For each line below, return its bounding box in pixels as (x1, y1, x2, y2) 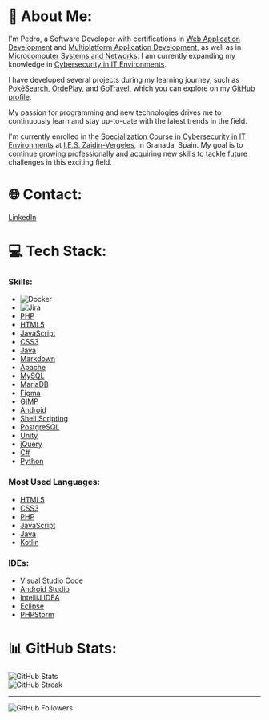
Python (19, 457, 44, 466)
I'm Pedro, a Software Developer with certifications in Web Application (8, 34, 241, 43)
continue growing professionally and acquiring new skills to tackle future (8, 148, 248, 158)
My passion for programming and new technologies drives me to (8, 108, 222, 117)
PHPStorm (19, 609, 54, 619)
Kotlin (19, 537, 39, 547)
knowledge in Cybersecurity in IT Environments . (8, 59, 167, 69)
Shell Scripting (19, 413, 69, 424)
